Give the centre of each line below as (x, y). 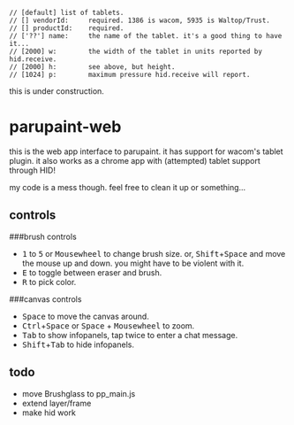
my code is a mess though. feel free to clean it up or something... (128, 187)
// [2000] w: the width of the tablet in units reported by (136, 51)
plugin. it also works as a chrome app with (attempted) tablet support (135, 160)
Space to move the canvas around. (86, 316)
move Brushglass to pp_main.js (79, 393)
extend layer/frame (57, 403)
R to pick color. (49, 282)
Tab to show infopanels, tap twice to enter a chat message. (130, 335)
